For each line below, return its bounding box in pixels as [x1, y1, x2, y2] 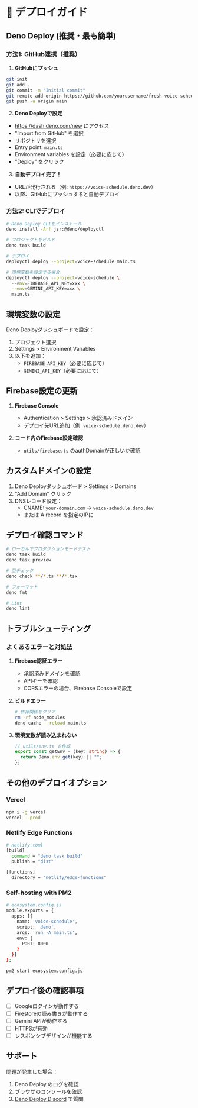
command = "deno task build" [11, 853, 83, 859]
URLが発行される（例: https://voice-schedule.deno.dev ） [14, 183, 157, 190]
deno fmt [6, 589, 28, 595]
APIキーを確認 [23, 677, 58, 684]
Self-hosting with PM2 [6, 889, 72, 897]
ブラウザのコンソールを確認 [14, 1088, 82, 1095]
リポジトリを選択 [14, 137, 57, 144]
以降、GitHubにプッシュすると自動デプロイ [14, 190, 120, 198]
